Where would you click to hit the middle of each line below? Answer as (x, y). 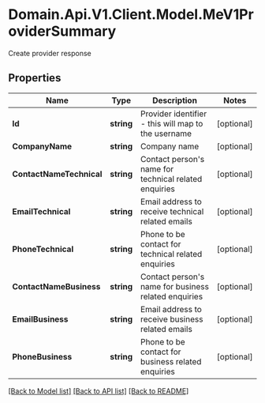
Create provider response (50, 53)
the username (166, 134)
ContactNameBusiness (56, 286)
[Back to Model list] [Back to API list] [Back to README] (99, 391)
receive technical (172, 211)
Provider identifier (174, 114)
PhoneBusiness (42, 356)
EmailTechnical (41, 211)
